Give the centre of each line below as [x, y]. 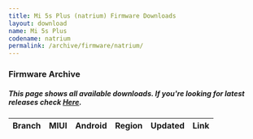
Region [129, 126]
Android [91, 126]
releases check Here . [45, 102]
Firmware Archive [44, 74]
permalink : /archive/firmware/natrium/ [76, 46]
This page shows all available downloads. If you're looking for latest [127, 93]
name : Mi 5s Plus [38, 31]
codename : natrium [39, 38]
